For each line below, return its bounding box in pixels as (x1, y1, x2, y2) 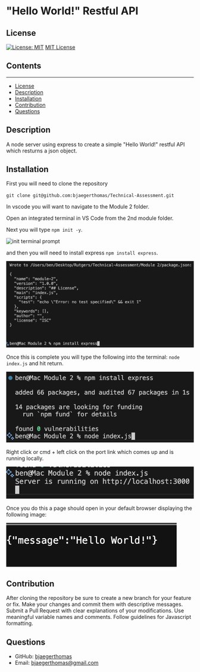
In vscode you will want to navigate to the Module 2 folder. (6, 203, 150, 210)
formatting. (6, 620, 34, 627)
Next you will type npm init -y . (6, 226, 83, 234)
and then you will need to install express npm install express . (6, 249, 158, 257)
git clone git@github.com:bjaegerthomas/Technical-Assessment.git (6, 192, 174, 199)
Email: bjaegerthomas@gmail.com (14, 659, 99, 667)
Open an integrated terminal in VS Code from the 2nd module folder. (6, 214, 174, 222)
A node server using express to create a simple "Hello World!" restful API (6, 141, 185, 148)
